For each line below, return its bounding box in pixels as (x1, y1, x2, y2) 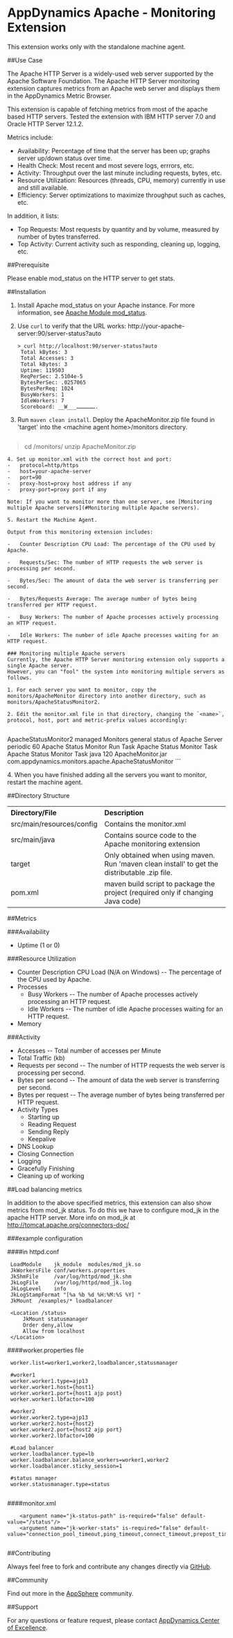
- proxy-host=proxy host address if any (7, 480, 132, 487)
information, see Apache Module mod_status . (17, 308, 148, 316)
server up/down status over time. (17, 154, 112, 162)
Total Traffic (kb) (17, 1053, 65, 1062)
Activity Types (17, 1105, 59, 1114)
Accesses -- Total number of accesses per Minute (17, 1046, 162, 1055)
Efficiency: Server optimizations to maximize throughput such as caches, (17, 191, 226, 199)
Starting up (27, 1112, 60, 1121)
